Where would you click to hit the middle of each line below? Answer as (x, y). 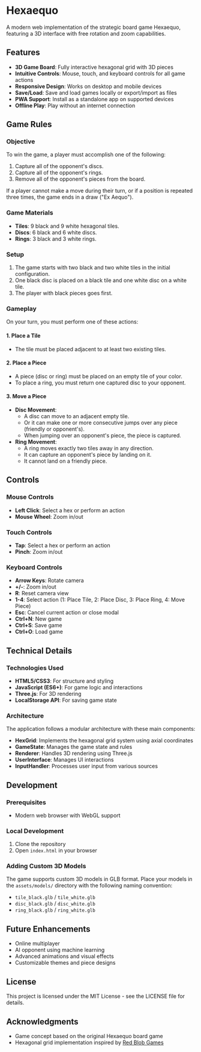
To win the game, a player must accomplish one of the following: (86, 155)
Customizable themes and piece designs (65, 963)
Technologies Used (35, 668)
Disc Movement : (36, 410)
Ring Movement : (36, 442)
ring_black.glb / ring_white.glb (55, 910)
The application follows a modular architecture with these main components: (101, 729)
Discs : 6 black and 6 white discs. (56, 232)
